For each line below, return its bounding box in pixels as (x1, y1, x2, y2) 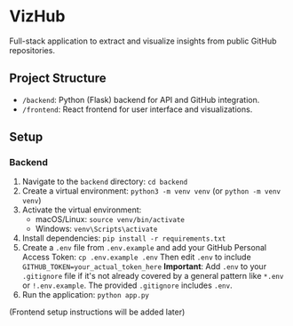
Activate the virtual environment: (21, 204, 142, 215)
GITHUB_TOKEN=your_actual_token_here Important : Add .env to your (21, 261, 267, 272)
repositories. (9, 44, 56, 55)
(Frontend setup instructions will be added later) (9, 306, 186, 317)
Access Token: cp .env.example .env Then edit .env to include (21, 251, 251, 263)
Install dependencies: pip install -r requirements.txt (21, 233, 226, 243)
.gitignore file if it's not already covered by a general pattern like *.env (21, 271, 284, 282)
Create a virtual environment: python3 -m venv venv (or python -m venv (21, 186, 281, 196)
